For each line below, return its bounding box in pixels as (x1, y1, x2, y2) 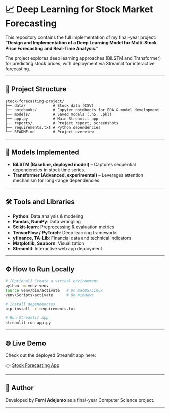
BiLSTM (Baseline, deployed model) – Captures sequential (12, 161, 136, 167)
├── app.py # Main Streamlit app (5, 116, 99, 121)
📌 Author (5, 384, 34, 392)
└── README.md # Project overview (5, 129, 94, 134)
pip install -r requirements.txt (5, 306, 76, 311)
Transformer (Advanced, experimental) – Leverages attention (12, 172, 143, 178)
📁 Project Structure (5, 85, 67, 94)
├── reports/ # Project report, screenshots (5, 120, 119, 126)
